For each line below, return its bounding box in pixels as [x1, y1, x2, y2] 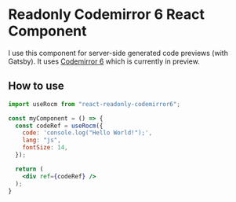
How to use [8, 79, 64, 93]
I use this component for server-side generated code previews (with [8, 48, 229, 57]
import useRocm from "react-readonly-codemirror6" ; [8, 100, 180, 108]
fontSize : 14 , [22, 144, 68, 152]
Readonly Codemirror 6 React [8, 6, 205, 24]
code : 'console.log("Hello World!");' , [22, 129, 153, 137]
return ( [15, 165, 44, 173]
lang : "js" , [22, 136, 61, 145]
